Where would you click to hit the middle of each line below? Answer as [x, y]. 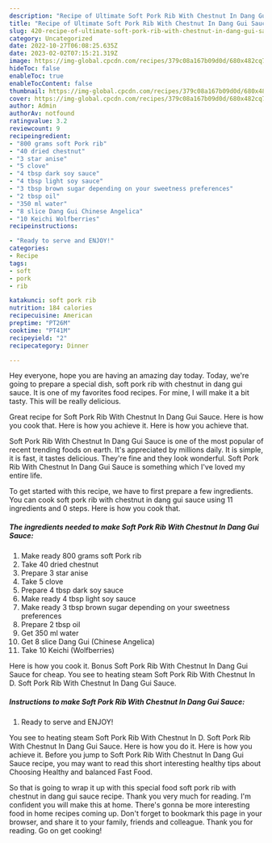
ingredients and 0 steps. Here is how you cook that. [95, 508]
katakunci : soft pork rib [52, 301]
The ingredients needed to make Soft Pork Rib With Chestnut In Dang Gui [134, 527]
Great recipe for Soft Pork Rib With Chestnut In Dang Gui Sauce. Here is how [136, 417]
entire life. [26, 476]
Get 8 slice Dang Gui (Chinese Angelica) [88, 642]
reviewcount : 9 [35, 129]
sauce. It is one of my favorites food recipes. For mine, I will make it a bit [129, 393]
